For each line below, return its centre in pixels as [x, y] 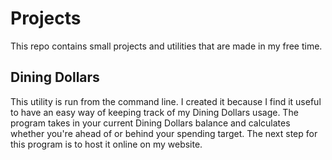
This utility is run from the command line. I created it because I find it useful [166, 101]
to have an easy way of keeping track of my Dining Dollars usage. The [154, 112]
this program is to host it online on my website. [106, 144]
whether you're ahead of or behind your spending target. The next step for [164, 133]
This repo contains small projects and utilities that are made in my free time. [166, 46]
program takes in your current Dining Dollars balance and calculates [150, 123]
